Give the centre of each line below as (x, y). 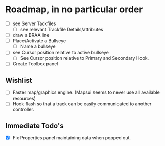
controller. (23, 110)
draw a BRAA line (31, 35)
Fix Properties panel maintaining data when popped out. (72, 138)
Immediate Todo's (34, 125)
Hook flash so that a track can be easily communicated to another (82, 104)
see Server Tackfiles (34, 23)
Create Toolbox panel (35, 64)
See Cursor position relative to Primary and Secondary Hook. (85, 58)
